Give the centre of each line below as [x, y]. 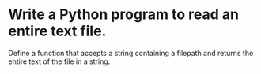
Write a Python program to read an [124, 15]
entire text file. [57, 31]
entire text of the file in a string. [59, 61]
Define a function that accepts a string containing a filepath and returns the [131, 53]
